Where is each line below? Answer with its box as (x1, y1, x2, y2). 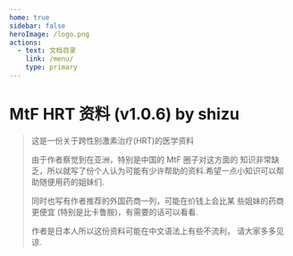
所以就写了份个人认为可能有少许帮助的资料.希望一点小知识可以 (46, 165, 277, 176)
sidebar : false (9, 21, 66, 30)
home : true (9, 12, 50, 22)
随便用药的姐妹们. (38, 176, 105, 187)
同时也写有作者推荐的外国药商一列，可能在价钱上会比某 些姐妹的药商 (30, 195, 284, 206)
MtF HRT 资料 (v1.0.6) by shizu (9, 104, 239, 125)
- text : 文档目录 (17, 46, 77, 55)
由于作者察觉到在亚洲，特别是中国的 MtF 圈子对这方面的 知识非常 (30, 153, 272, 165)
